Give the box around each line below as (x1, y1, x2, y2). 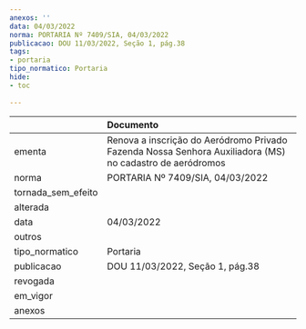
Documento (107, 118, 159, 131)
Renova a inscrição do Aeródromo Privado (107, 134, 288, 146)
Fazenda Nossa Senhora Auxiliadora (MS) (107, 145, 286, 157)
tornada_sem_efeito (14, 185, 98, 198)
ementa (14, 145, 47, 157)
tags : (9, 47, 30, 56)
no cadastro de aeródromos (107, 156, 226, 169)
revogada (14, 274, 55, 287)
